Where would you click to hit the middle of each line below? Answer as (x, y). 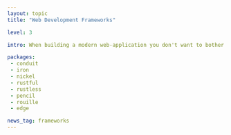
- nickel (23, 76)
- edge (20, 108)
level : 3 (20, 32)
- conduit (24, 64)
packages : (21, 57)
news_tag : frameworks (38, 121)
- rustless (26, 89)
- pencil (23, 96)
